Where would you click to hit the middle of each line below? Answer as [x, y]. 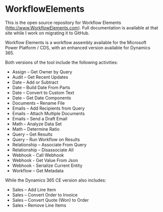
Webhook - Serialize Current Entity [47, 165]
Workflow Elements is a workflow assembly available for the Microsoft [76, 42]
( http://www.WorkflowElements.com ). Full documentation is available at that [81, 27]
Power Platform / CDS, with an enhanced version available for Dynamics [78, 47]
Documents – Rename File [38, 103]
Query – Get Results [32, 134]
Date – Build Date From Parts [41, 87]
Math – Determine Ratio [36, 129]
